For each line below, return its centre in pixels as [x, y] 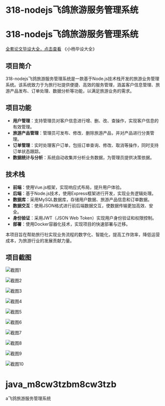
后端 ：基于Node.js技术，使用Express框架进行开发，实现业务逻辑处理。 [84, 193]
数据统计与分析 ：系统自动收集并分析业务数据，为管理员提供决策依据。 [83, 157]
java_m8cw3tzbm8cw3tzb [61, 384]
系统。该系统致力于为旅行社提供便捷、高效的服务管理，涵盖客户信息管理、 [81, 84]
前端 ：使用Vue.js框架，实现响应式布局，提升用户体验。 [68, 187]
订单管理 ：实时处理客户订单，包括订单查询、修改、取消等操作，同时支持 [85, 145]
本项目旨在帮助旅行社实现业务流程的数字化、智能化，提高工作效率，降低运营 [83, 234]
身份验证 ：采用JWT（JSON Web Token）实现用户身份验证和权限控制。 [84, 218]
